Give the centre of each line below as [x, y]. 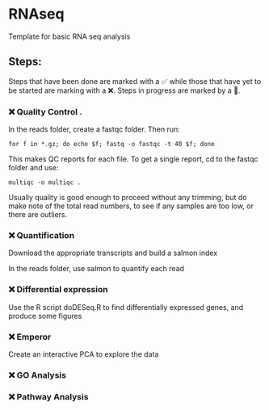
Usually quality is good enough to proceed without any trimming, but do [128, 198]
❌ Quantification [42, 235]
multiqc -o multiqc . [45, 182]
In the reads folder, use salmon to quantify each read [96, 269]
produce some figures [45, 316]
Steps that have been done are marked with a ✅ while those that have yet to [135, 81]
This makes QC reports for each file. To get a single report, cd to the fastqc [133, 159]
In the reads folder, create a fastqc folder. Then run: [94, 129]
